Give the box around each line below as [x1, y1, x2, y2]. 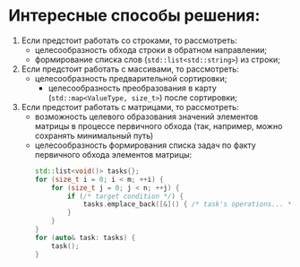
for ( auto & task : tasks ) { [34, 233, 136, 242]
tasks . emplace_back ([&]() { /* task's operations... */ [82, 200, 296, 209]
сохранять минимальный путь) [34, 130, 154, 141]
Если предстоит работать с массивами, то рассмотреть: [21, 64, 239, 74]
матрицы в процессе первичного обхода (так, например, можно [34, 120, 283, 131]
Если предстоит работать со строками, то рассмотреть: [21, 35, 238, 46]
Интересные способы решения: [8, 5, 261, 26]
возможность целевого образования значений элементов [34, 111, 259, 122]
